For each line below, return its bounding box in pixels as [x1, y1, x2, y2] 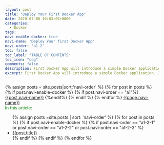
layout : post [5, 7, 32, 12]
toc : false [5, 48, 27, 53]
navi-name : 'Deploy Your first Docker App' [5, 39, 95, 44]
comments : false [5, 62, 38, 66]
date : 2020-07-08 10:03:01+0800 [5, 16, 71, 21]
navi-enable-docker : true [5, 35, 58, 40]
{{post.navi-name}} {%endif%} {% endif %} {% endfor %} [5, 94, 123, 100]
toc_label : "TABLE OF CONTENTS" [5, 52, 71, 58]
